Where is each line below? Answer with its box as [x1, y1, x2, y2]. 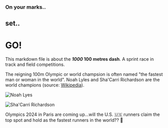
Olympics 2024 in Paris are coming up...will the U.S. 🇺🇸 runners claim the [5, 111, 160, 117]
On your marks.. [5, 4, 46, 11]
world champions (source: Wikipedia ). [5, 82, 85, 88]
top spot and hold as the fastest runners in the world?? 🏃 [5, 117, 123, 123]
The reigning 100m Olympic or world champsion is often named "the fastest [5, 71, 163, 77]
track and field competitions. [5, 62, 65, 68]
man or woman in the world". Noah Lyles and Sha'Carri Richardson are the [5, 77, 160, 83]
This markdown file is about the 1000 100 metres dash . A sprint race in [5, 56, 154, 62]
